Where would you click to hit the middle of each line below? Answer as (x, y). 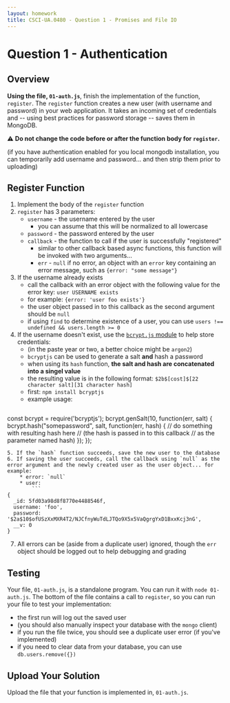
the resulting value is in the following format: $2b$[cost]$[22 (113, 378)
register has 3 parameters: (56, 212)
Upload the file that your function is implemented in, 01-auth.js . (98, 692)
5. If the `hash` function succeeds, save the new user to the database (114, 453)
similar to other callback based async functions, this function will (129, 248)
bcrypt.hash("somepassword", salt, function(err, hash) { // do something (110, 426)
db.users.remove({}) (46, 655)
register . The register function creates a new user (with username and (109, 103)
